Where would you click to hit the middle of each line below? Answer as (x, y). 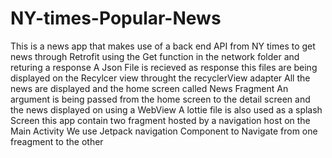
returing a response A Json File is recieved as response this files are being (164, 67)
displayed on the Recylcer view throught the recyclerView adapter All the (160, 78)
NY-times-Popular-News (116, 18)
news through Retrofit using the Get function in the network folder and (155, 56)
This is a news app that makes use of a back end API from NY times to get (163, 46)
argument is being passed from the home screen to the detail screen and (160, 99)
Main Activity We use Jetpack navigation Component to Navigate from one (164, 131)
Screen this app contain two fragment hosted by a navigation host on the (160, 120)
